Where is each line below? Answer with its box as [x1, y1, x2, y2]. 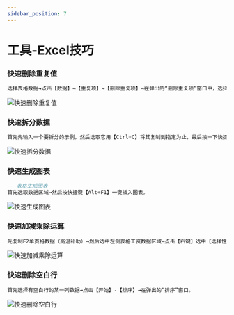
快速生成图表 [7, 166, 51, 176]
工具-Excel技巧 [7, 42, 94, 58]
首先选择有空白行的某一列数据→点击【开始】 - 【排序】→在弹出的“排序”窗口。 [7, 286, 194, 293]
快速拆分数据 [7, 118, 51, 127]
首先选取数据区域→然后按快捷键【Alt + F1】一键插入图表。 [7, 189, 148, 196]
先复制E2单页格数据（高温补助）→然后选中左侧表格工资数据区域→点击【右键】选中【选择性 [7, 238, 228, 245]
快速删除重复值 [7, 69, 58, 79]
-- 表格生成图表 [7, 182, 48, 190]
